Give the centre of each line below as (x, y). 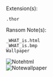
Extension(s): (22, 8)
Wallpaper (18, 51)
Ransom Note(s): (26, 30)
